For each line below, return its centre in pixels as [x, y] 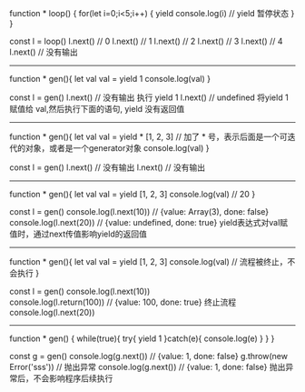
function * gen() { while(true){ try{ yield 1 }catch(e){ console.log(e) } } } [142, 338]
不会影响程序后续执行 [73, 378]
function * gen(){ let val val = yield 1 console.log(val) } [110, 79]
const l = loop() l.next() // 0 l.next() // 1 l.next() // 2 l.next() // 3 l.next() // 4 [146, 41]
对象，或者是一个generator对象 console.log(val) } [117, 148]
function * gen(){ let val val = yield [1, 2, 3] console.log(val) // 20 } [133, 194]
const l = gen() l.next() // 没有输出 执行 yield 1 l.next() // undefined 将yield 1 [149, 97]
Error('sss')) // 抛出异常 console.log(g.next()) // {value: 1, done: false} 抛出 [148, 367]
